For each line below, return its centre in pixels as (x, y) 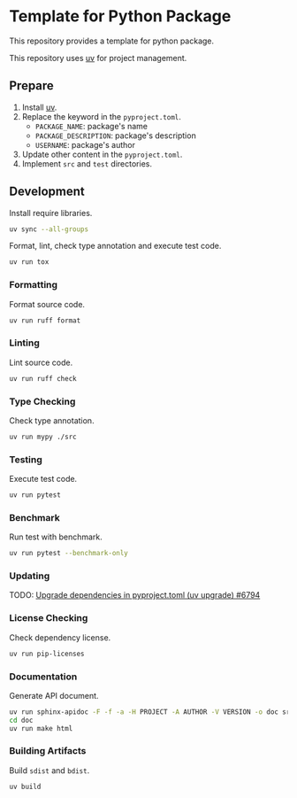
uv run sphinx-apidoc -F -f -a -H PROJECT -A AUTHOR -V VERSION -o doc (144, 712)
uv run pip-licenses (47, 654)
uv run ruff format (45, 321)
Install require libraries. (51, 213)
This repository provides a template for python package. (112, 41)
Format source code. (47, 304)
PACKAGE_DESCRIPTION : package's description (115, 136)
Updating (30, 576)
